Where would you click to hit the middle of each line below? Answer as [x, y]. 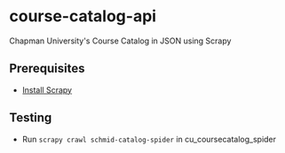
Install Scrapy [47, 89]
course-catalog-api [83, 16]
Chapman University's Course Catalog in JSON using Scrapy [120, 41]
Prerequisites [47, 69]
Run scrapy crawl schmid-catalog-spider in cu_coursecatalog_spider [149, 139]
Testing [31, 118]
